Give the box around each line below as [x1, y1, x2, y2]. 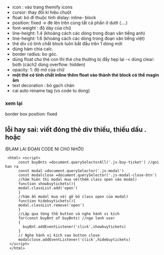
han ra [5, 164, 19, 169]
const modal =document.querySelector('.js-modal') [18, 169, 124, 173]
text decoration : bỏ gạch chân [12, 83, 75, 88]
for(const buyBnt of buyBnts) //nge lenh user [18, 216, 115, 221]
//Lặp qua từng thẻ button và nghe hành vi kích [18, 211, 120, 217]
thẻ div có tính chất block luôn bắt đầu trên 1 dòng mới [12, 41, 123, 46]
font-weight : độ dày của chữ [12, 25, 71, 31]
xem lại [5, 100, 23, 107]
